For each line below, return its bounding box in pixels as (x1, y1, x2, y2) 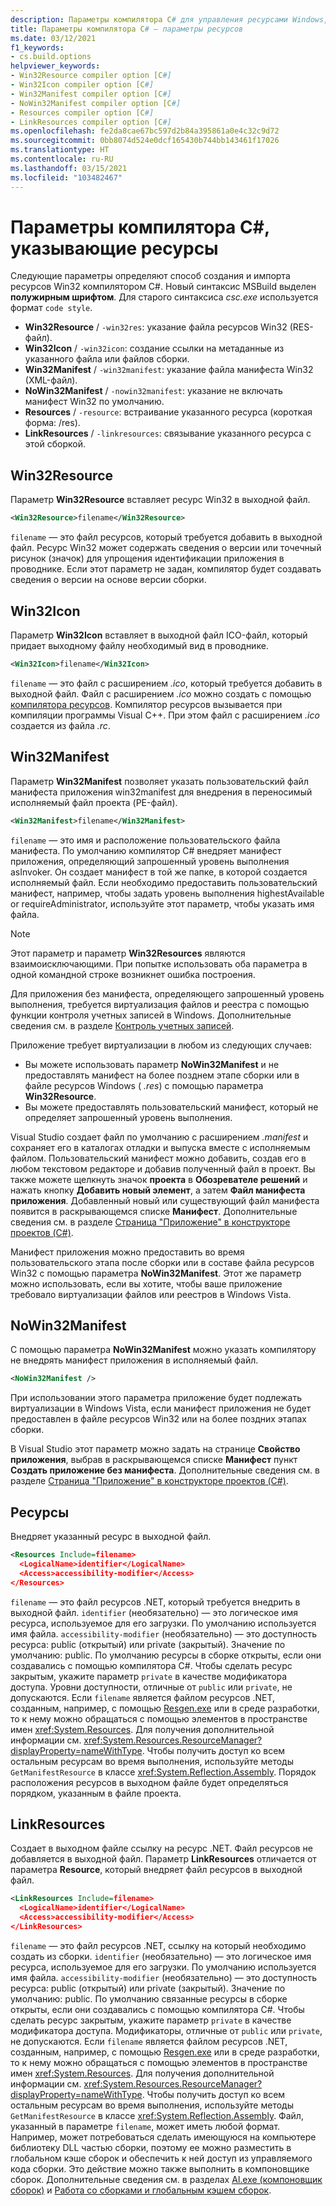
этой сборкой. (24, 438, 86, 450)
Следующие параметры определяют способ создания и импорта (10, 270, 291, 282)
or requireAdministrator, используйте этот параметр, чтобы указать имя (10, 897, 315, 910)
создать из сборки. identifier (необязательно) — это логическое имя (10, 1950, 312, 1962)
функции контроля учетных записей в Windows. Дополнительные (10, 1009, 292, 1021)
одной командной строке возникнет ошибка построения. (10, 968, 256, 980)
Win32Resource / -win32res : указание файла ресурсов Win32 (24, 321, 288, 333)
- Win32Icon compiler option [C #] (10, 80, 155, 90)
